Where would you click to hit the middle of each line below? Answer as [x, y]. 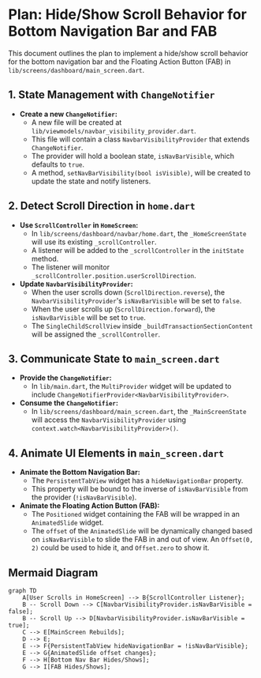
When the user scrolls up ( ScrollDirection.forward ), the [123, 309]
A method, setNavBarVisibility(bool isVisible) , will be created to [141, 172]
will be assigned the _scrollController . [96, 334]
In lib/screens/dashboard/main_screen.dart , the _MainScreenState [139, 412]
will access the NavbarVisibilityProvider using [109, 420]
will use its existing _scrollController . [94, 242]
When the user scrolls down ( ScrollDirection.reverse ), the [128, 292]
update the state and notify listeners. [91, 181]
